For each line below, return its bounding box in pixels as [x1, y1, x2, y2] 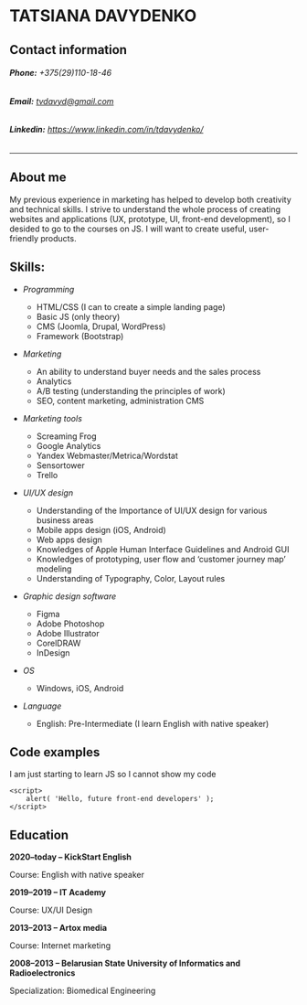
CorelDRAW [36, 637, 81, 648]
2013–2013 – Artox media [9, 923, 108, 934]
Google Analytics [36, 440, 101, 451]
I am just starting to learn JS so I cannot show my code [9, 769, 217, 780]
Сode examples [9, 744, 101, 760]
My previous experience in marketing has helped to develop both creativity [9, 194, 292, 205]
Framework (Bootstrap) [36, 330, 124, 341]
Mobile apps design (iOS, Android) [36, 524, 166, 535]
